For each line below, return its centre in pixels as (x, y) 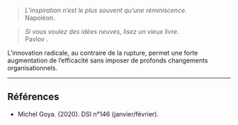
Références (33, 97)
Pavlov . (36, 39)
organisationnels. (33, 68)
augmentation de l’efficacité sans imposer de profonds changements (108, 60)
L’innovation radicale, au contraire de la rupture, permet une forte (103, 53)
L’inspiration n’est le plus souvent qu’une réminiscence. (106, 10)
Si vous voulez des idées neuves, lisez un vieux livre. (102, 32)
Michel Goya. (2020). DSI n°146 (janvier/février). (88, 114)
